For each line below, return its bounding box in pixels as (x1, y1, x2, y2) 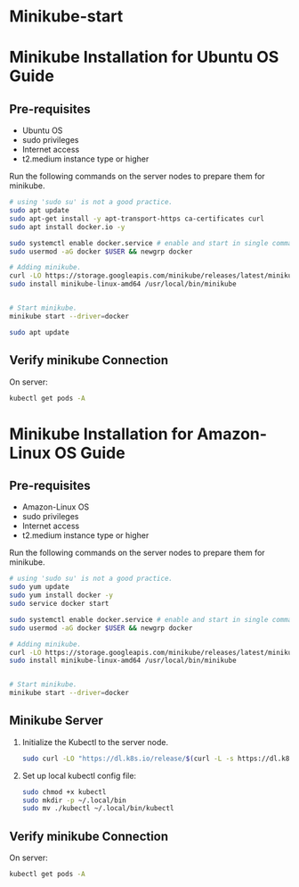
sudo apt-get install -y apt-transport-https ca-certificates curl (9, 214, 265, 223)
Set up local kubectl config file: (21, 770, 136, 781)
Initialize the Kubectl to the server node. (21, 736, 169, 747)
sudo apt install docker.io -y (9, 222, 125, 231)
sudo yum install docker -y (9, 591, 114, 600)
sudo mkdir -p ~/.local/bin (21, 796, 126, 805)
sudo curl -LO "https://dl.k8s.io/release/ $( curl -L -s (21, 754, 234, 763)
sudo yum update (9, 583, 69, 592)
